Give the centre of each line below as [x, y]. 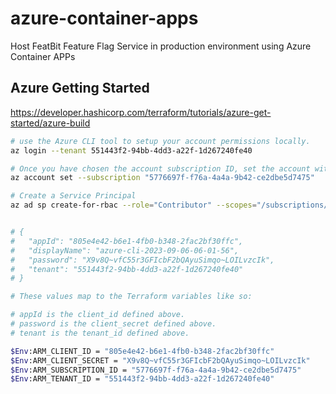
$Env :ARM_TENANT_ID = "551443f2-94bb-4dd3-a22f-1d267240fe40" [142, 379]
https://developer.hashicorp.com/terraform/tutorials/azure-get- [141, 112]
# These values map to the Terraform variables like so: [131, 297]
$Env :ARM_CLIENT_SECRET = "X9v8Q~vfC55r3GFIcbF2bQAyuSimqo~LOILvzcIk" [160, 360]
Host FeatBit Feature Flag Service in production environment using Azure [161, 46]
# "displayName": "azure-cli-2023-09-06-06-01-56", [125, 250]
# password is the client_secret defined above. [113, 324]
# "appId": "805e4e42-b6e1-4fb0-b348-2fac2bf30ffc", [127, 241]
